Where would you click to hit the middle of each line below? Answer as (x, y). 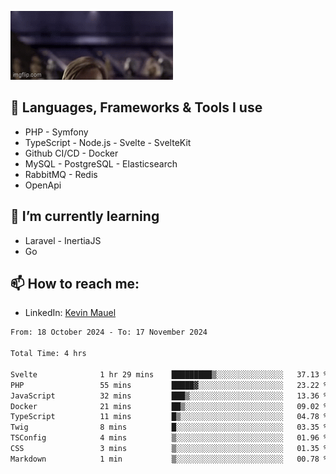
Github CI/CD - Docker (71, 153)
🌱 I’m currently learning (85, 216)
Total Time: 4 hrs (48, 354)
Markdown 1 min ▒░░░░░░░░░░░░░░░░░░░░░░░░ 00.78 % (169, 459)
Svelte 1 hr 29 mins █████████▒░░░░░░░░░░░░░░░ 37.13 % (169, 374)
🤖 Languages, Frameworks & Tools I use (136, 107)
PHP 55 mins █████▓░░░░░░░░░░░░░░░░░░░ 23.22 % (169, 385)
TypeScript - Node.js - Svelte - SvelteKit (108, 142)
